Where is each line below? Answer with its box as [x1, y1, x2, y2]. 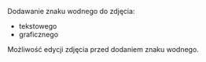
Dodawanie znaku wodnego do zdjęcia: [7, 7, 135, 15]
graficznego [18, 30, 59, 39]
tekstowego [18, 22, 57, 30]
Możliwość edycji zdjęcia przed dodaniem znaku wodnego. [7, 45, 200, 53]
